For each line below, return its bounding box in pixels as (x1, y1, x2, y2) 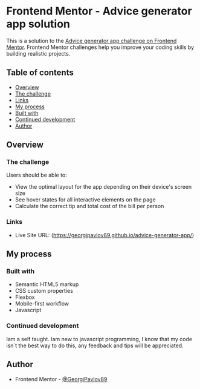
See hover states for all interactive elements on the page (15, 196, 156, 203)
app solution (6, 17, 71, 31)
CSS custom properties (15, 287, 74, 295)
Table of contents (6, 68, 74, 78)
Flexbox (15, 293, 35, 301)
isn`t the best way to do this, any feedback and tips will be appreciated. (6, 342, 184, 349)
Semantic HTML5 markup (15, 281, 79, 288)
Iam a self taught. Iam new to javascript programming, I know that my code (6, 335, 192, 342)
